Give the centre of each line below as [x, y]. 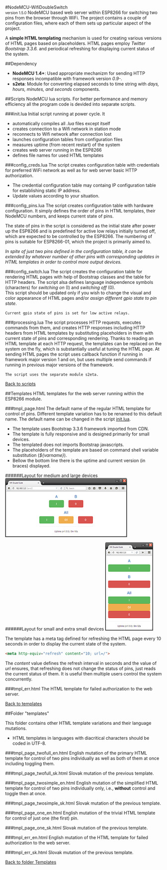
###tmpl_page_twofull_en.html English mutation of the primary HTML [76, 753]
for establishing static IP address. [46, 191]
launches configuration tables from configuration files [67, 139]
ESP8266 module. [24, 399]
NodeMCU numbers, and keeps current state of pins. [59, 216]
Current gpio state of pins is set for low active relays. [68, 313]
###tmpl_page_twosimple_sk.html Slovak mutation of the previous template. [83, 803]
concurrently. [19, 679]
